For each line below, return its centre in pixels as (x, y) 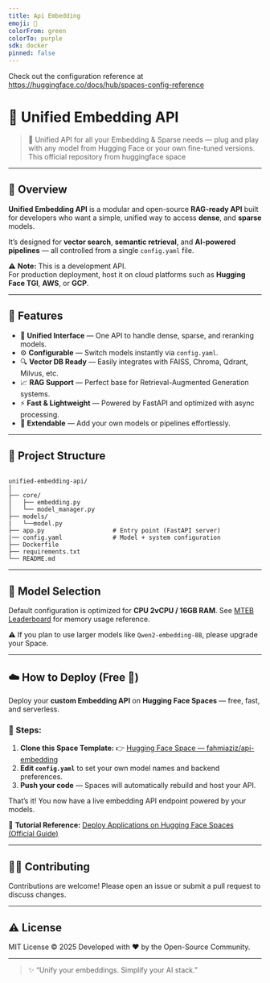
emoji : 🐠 (23, 23)
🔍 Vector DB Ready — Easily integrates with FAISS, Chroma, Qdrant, (134, 361)
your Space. (29, 643)
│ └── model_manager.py (51, 510)
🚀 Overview (38, 190)
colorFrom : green (37, 31)
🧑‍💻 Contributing (49, 867)
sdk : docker (28, 46)
